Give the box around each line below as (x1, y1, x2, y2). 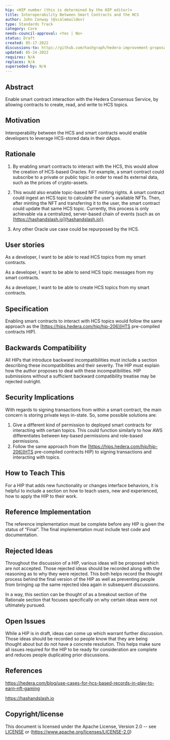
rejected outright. (5, 379, 41, 384)
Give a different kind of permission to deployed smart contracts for (12, 422, 152, 428)
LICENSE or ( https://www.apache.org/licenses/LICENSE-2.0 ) (5, 728, 132, 735)
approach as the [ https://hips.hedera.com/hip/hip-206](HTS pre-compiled (5, 323, 160, 329)
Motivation (5, 116, 40, 125)
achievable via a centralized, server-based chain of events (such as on (12, 211, 160, 217)
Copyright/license (5, 710, 64, 719)
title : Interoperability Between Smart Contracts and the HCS (5, 12, 139, 17)
